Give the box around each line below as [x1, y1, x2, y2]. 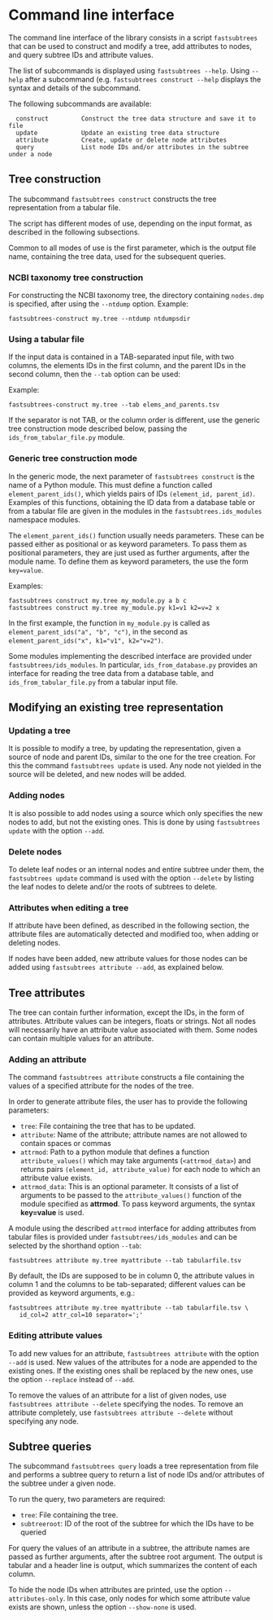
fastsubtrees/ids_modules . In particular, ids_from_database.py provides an [8, 660, 258, 670]
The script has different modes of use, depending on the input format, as [8, 218, 253, 228]
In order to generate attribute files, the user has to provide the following [8, 1097, 248, 1107]
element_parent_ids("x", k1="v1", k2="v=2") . [8, 635, 164, 645]
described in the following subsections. [8, 226, 141, 237]
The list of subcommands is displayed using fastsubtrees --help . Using [8, 65, 250, 75]
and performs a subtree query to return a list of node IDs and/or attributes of [8, 1470, 265, 1480]
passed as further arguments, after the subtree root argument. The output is [8, 1552, 263, 1561]
